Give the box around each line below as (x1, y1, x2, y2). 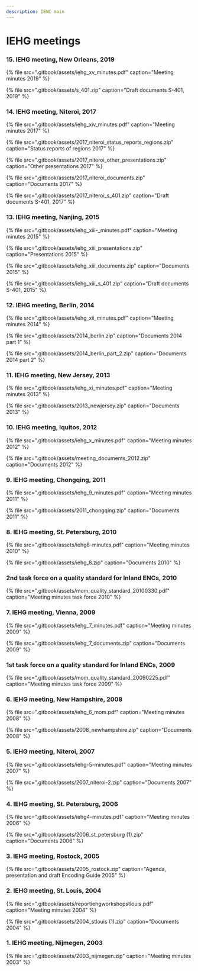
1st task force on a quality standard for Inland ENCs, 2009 (6, 661, 176, 669)
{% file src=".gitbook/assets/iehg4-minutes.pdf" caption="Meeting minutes (6, 813, 190, 820)
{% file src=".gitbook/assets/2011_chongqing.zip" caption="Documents (6, 507, 180, 514)
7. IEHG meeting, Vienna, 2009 (6, 608, 96, 616)
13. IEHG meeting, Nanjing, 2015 (6, 213, 100, 221)
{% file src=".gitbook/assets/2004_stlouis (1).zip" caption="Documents (6, 918, 179, 925)
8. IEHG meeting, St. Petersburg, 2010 (6, 528, 117, 536)
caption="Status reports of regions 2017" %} (6, 145, 115, 152)
